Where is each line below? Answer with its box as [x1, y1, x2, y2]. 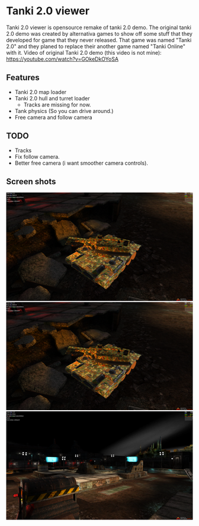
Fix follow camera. [14, 153, 60, 160]
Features [6, 73, 40, 83]
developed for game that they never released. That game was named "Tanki [6, 36, 192, 43]
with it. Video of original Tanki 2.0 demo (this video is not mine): [6, 49, 162, 56]
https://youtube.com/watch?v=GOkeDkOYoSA [6, 55, 119, 62]
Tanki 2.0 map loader [14, 88, 67, 96]
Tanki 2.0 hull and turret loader [14, 95, 90, 102]
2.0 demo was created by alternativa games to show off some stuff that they [6, 30, 192, 37]
